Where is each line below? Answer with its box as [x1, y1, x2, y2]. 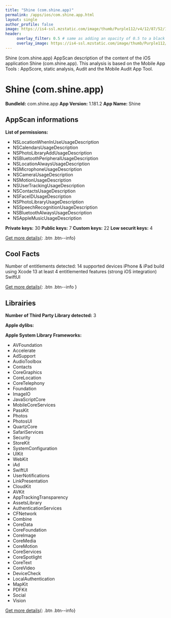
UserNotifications [12, 473, 50, 479]
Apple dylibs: [5, 322, 34, 328]
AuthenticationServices [12, 505, 62, 512]
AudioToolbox [12, 359, 42, 365]
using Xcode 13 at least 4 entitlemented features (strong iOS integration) [5, 269, 157, 275]
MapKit [12, 581, 28, 587]
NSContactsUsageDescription [12, 188, 76, 194]
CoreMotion [12, 543, 38, 549]
